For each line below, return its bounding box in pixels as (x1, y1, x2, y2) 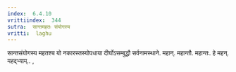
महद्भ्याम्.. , (7, 57, 35, 65)
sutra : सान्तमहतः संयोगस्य (7, 23, 70, 30)
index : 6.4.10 (7, 10, 52, 17)
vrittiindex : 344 (7, 17, 61, 24)
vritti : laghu (7, 29, 52, 37)
